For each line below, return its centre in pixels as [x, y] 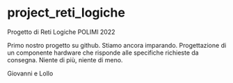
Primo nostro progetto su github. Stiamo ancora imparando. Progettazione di [117, 45]
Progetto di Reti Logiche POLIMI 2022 [62, 32]
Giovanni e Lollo [30, 73]
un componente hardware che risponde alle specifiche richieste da [103, 53]
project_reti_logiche [66, 13]
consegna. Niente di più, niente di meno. [65, 59]
